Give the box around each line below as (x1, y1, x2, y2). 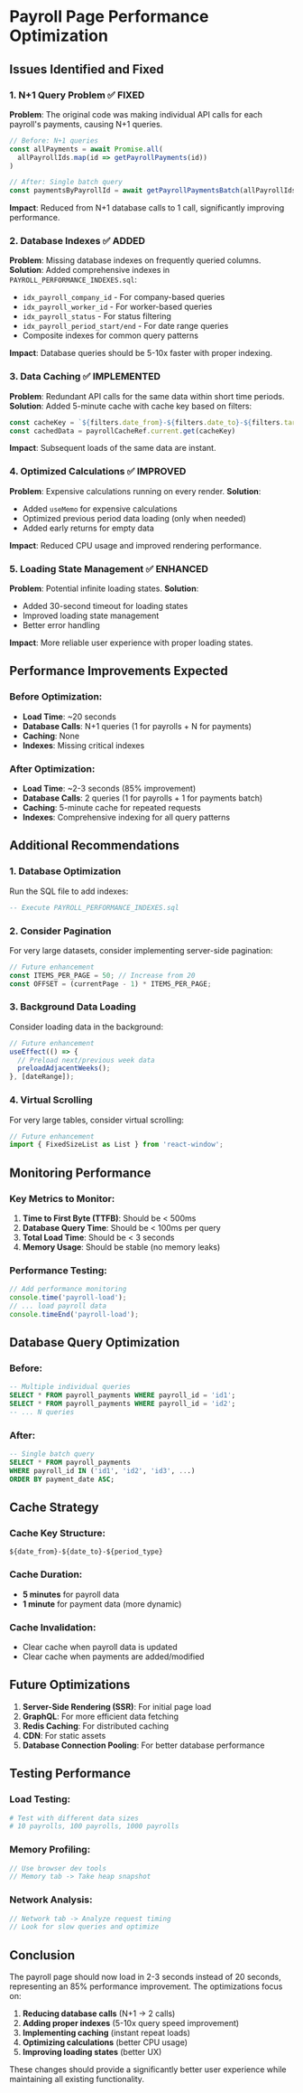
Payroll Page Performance (9, 6, 209, 27)
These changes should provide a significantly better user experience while (9, 2064, 287, 2075)
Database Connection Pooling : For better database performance (22, 1740, 265, 1750)
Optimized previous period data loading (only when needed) (22, 512, 246, 523)
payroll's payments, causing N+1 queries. (9, 118, 163, 129)
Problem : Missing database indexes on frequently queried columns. (9, 255, 262, 266)
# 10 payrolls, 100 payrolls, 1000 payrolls (9, 1822, 179, 1831)
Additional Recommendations (9, 838, 180, 853)
